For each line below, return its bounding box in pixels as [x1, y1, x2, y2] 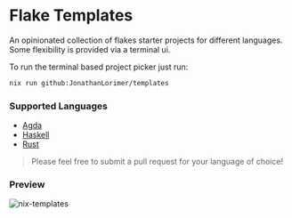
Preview [9, 179, 45, 191]
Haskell [21, 130, 50, 141]
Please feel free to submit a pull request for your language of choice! [30, 157, 283, 167]
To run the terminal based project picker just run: [9, 61, 189, 72]
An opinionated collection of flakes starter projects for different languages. [9, 35, 283, 45]
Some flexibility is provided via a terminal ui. [9, 44, 171, 54]
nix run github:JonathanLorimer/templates [9, 78, 169, 87]
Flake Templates [9, 5, 134, 26]
